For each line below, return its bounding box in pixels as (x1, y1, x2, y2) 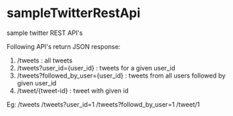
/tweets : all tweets (16, 56, 72, 65)
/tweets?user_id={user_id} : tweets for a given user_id (16, 63, 175, 72)
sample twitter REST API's (6, 28, 83, 37)
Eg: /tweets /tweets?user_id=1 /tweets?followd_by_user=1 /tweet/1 (6, 100, 200, 108)
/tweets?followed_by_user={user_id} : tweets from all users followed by (16, 71, 226, 80)
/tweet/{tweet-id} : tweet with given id (16, 86, 129, 95)
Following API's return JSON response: (6, 42, 121, 51)
